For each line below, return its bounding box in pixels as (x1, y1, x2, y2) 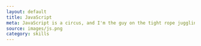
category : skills (6, 31, 50, 37)
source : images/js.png (6, 25, 63, 32)
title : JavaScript (6, 14, 52, 20)
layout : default (6, 8, 47, 15)
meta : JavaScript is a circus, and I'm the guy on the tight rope (6, 20, 175, 26)
